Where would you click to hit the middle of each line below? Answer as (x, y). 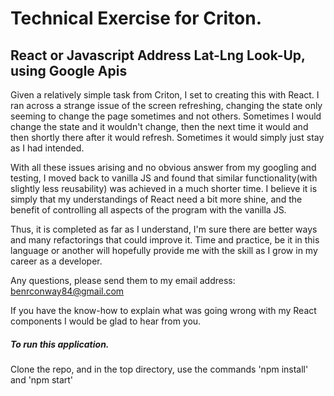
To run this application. (60, 344)
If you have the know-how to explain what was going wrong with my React (163, 310)
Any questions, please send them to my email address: (123, 280)
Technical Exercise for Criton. (136, 18)
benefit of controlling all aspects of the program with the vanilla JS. (148, 210)
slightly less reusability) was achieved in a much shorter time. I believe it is (164, 188)
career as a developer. (56, 261)
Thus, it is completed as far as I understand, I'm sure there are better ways (164, 229)
